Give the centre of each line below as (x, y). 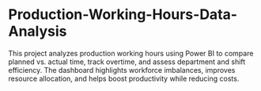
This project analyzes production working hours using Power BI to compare (131, 53)
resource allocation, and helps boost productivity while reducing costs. (124, 78)
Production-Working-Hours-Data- (123, 15)
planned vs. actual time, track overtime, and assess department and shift (127, 62)
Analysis (38, 31)
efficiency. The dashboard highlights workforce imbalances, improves (122, 70)
